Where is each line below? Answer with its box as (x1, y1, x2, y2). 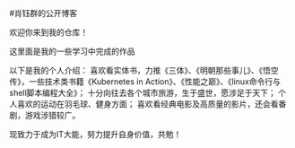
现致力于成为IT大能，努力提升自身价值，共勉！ (9, 129, 182, 139)
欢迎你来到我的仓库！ (9, 27, 88, 38)
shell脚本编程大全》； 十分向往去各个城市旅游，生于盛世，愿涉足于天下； (9, 88, 276, 98)
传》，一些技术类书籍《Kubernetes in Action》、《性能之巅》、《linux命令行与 (9, 76, 281, 87)
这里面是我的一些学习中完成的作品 (9, 46, 135, 57)
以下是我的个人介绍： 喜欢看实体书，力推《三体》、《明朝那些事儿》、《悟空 (9, 65, 279, 75)
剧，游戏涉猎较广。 (9, 110, 81, 120)
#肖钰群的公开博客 (9, 8, 78, 18)
